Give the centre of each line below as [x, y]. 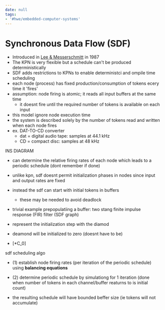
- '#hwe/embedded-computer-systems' [43, 19]
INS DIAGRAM [20, 151]
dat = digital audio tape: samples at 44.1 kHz [65, 136]
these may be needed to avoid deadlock [61, 200]
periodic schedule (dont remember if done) [56, 166]
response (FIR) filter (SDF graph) [45, 215]
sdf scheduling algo [25, 253]
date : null [16, 10]
